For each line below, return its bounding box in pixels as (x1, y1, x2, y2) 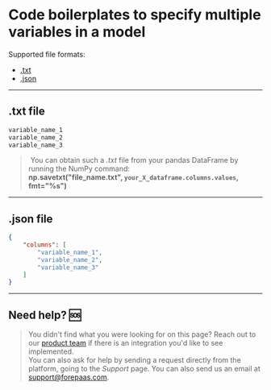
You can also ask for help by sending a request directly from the (27, 355, 242, 365)
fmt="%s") (27, 181, 67, 191)
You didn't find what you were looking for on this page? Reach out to (27, 330, 256, 339)
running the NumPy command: (27, 164, 131, 174)
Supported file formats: (8, 49, 86, 59)
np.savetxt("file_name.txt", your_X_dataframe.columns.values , (27, 172, 239, 182)
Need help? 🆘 (8, 308, 81, 322)
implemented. (27, 346, 74, 356)
